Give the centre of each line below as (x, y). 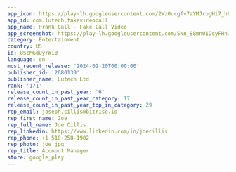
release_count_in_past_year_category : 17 (69, 99)
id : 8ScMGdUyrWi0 (33, 53)
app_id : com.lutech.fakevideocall (58, 20)
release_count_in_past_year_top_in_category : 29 (80, 105)
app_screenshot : (31, 33)
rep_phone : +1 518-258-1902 (48, 138)
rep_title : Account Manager (48, 151)
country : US (25, 46)
